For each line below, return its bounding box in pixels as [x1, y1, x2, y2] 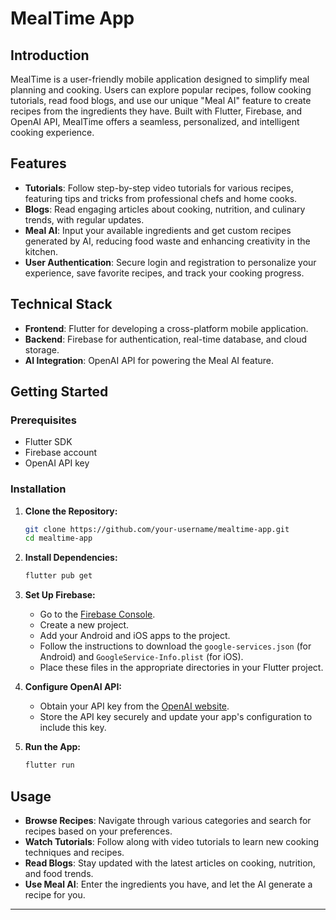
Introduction [10, 47, 90, 64]
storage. [24, 343, 60, 356]
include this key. [39, 722, 107, 734]
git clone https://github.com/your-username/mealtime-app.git [24, 524, 290, 534]
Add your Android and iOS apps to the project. [39, 630, 231, 642]
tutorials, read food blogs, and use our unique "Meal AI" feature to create [10, 95, 312, 106]
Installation [10, 482, 67, 496]
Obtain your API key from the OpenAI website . [39, 700, 230, 712]
